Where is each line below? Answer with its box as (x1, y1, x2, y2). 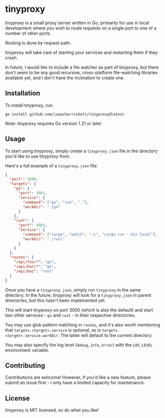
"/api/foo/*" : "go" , (14, 259, 56, 265)
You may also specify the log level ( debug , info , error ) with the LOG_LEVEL (5, 342, 153, 348)
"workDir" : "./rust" (23, 236, 65, 242)
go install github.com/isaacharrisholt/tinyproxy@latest (5, 112, 125, 117)
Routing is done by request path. (5, 40, 71, 45)
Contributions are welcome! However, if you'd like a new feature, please (5, 375, 151, 380)
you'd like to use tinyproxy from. (5, 153, 70, 159)
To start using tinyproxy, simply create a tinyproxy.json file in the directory (5, 148, 158, 154)
